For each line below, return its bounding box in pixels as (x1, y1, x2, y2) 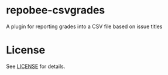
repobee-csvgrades (6, 4, 105, 17)
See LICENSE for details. (6, 63, 66, 70)
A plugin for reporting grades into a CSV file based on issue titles (6, 23, 163, 30)
